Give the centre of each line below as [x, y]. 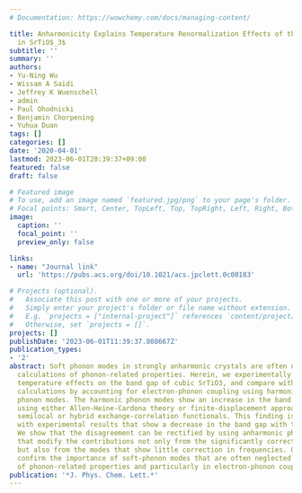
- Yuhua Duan [34, 126]
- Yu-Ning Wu [34, 76]
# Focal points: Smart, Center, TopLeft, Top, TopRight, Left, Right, [144, 209]
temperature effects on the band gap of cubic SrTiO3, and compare [147, 383]
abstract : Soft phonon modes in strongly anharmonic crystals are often [148, 366]
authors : [26, 67]
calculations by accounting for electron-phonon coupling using [140, 392]
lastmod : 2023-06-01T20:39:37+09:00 [78, 159]
